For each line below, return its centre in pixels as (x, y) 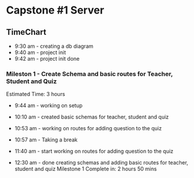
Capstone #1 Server (55, 10)
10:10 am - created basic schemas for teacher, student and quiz (92, 117)
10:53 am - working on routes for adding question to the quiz (88, 128)
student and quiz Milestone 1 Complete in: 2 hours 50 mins (86, 169)
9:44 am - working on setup (48, 106)
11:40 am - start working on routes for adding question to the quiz (94, 151)
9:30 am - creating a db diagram (54, 46)
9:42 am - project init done (47, 59)
